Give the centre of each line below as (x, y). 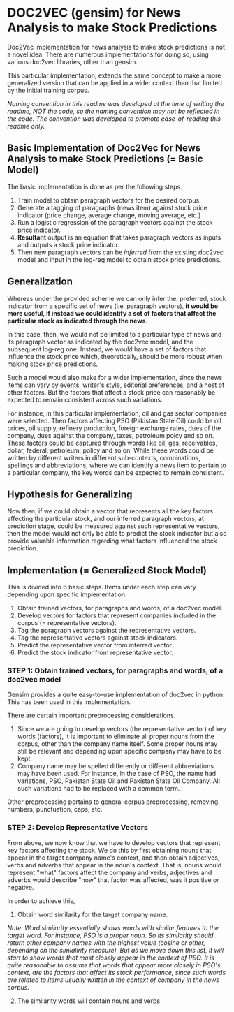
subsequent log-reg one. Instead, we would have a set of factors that (107, 349)
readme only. (26, 126)
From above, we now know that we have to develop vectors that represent (114, 842)
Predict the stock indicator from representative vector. (95, 653)
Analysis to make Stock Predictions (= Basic (105, 159)
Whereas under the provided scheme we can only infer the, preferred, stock (117, 298)
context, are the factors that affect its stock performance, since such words (117, 972)
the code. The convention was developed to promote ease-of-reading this (114, 118)
